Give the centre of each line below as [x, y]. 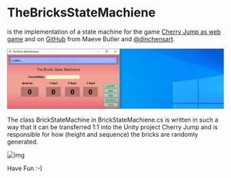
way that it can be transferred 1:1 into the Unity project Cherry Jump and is [112, 127]
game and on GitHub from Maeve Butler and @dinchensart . [91, 38]
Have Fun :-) [25, 168]
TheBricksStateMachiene [81, 13]
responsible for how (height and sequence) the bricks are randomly [103, 134]
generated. [23, 142]
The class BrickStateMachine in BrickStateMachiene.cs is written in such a [113, 120]
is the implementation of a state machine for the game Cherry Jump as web [114, 32]
